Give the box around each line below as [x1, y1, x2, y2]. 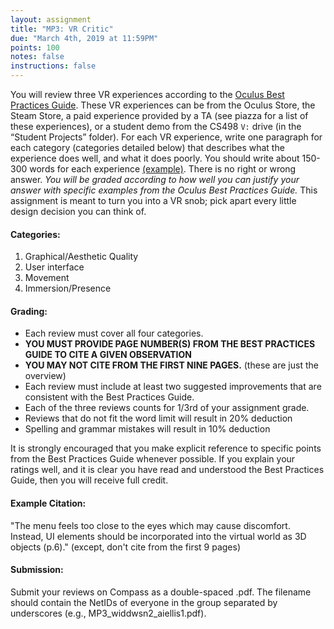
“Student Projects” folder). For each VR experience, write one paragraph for [10, 131, 323, 143]
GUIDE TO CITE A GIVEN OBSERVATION [24, 349, 192, 361]
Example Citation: [10, 497, 87, 509]
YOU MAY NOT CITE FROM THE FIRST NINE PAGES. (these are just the [24, 359, 319, 371]
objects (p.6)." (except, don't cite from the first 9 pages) [10, 541, 242, 553]
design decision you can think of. [10, 206, 147, 217]
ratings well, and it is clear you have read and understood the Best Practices [10, 464, 325, 476]
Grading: [10, 305, 48, 317]
